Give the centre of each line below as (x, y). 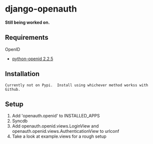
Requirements (27, 38)
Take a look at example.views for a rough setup (59, 136)
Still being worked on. (27, 22)
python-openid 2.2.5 (32, 59)
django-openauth (41, 9)
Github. (13, 89)
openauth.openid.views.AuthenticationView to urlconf (66, 131)
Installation (22, 74)
